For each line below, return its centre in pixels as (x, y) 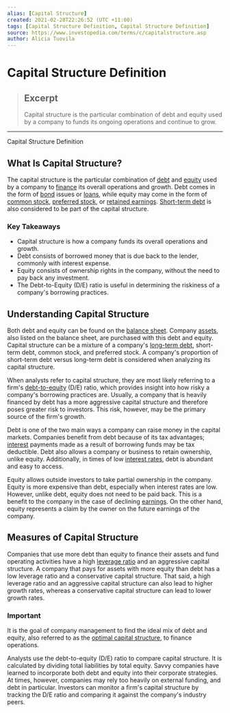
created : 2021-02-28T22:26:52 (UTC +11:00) (70, 20)
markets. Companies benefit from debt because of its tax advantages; (106, 437)
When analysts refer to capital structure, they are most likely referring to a (111, 380)
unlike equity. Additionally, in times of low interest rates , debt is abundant (110, 459)
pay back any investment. (53, 278)
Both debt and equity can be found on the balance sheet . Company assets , (113, 330)
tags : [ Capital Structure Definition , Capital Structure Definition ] (108, 26)
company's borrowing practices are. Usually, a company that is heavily (107, 395)
